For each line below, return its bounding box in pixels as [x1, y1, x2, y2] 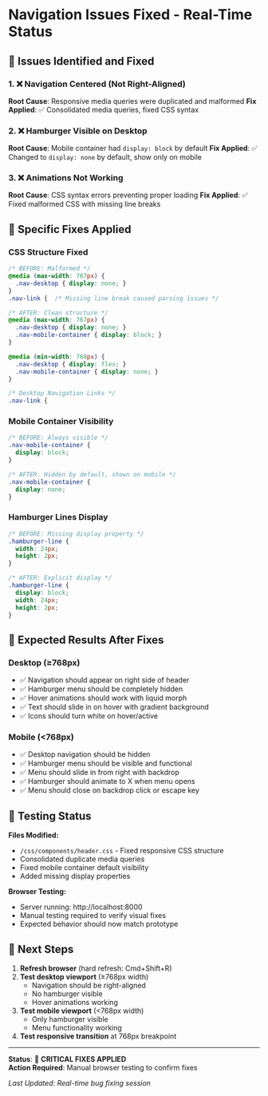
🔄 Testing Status [8, 809, 92, 823]
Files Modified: [8, 830, 59, 840]
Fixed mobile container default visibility [19, 863, 149, 872]
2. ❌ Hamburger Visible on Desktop [8, 125, 148, 137]
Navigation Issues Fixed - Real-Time [8, 6, 253, 24]
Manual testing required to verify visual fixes [19, 911, 166, 920]
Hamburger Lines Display [8, 512, 108, 523]
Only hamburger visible [31, 1014, 109, 1023]
